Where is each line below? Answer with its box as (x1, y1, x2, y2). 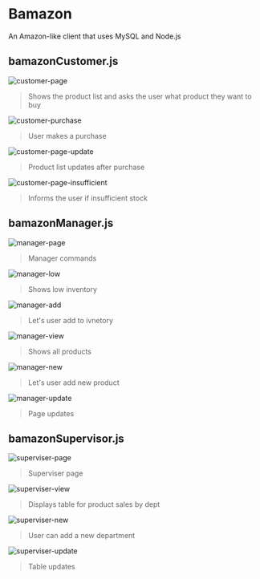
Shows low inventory (27, 284, 98, 294)
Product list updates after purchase (27, 162, 145, 172)
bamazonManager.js (8, 217, 114, 230)
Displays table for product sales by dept (27, 500, 160, 509)
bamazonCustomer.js (8, 55, 119, 68)
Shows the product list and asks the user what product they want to (27, 91, 252, 101)
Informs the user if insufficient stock (27, 193, 148, 203)
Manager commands (27, 253, 97, 263)
